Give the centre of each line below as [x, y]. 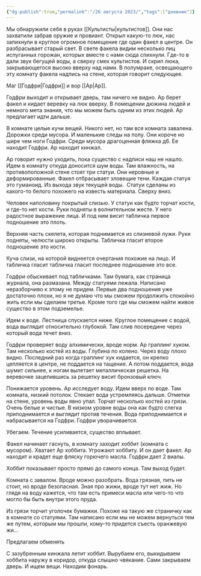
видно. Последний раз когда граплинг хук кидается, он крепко [88, 357]
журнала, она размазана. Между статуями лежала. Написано [86, 283]
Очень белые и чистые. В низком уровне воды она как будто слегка [94, 407]
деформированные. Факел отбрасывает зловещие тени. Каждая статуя [98, 178]
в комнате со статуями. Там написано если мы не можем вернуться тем [100, 517]
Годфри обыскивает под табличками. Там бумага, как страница [88, 276]
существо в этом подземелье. [45, 308]
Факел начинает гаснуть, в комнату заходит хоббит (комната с [87, 443]
